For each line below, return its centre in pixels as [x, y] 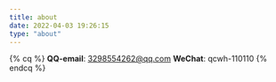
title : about [33, 17]
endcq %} [28, 68]
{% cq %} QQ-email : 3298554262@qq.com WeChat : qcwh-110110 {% [138, 59]
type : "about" [36, 34]
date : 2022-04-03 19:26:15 [59, 26]
